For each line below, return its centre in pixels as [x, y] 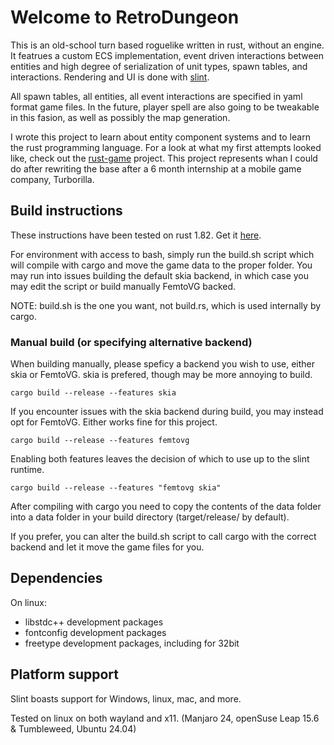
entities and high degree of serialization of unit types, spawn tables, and [159, 66]
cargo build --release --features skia [93, 393]
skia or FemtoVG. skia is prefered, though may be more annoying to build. [161, 375]
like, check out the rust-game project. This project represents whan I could [164, 158]
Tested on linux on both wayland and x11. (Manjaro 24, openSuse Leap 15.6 [165, 718]
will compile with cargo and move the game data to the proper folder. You [161, 265]
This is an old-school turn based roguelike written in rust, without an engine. [167, 45]
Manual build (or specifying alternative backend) [131, 342]
